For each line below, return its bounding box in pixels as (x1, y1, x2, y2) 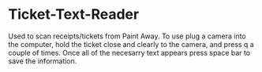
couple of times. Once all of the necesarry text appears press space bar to (8, 48, 251, 57)
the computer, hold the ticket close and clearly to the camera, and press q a (8, 39, 254, 49)
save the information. (8, 56, 77, 66)
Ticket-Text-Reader (8, 5, 140, 23)
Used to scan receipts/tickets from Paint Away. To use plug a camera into (8, 31, 246, 41)
